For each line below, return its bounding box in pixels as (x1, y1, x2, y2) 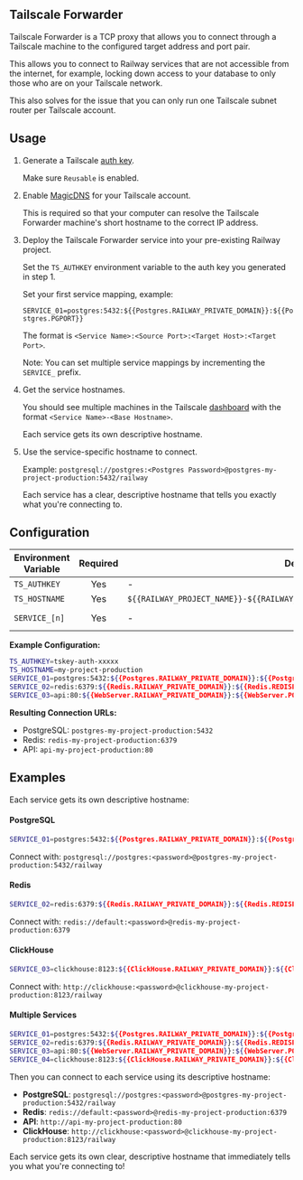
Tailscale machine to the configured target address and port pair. (9, 41, 251, 52)
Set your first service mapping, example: (22, 288, 174, 299)
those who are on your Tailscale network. (9, 77, 163, 89)
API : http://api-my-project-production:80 (22, 1116, 182, 1127)
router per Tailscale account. (9, 104, 116, 116)
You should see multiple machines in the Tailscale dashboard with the (22, 401, 281, 412)
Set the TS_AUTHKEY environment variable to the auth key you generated (22, 261, 287, 272)
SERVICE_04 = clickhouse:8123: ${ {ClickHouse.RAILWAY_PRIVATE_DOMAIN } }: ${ (9, 1054, 284, 1064)
